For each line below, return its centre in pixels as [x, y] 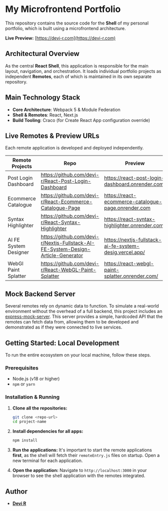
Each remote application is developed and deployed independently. [74, 148]
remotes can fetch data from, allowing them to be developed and [72, 322]
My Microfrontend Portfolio [63, 9]
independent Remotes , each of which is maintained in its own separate [78, 76]
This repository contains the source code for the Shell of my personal [77, 23]
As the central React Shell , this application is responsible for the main [77, 65]
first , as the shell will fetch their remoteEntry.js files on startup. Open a [86, 455]
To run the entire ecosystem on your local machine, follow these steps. [78, 355]
